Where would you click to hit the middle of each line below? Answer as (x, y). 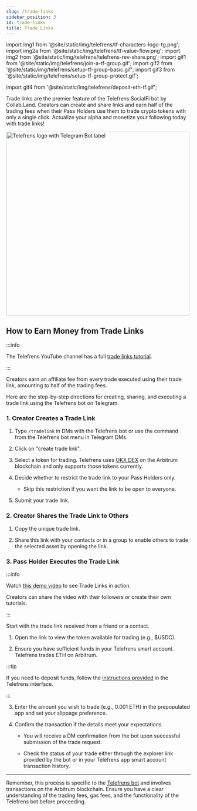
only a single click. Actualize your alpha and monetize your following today (96, 118)
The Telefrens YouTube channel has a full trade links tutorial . (79, 357)
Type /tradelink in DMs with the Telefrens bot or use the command (96, 431)
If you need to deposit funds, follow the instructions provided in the (87, 678)
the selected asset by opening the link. (61, 546)
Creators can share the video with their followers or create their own (89, 596)
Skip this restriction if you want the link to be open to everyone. (100, 489)
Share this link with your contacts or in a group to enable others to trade (101, 540)
